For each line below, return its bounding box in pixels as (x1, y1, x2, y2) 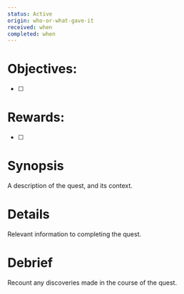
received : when (7, 23, 53, 31)
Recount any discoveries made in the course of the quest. (7, 278, 177, 287)
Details (7, 206, 50, 223)
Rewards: (7, 110, 65, 125)
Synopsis (7, 158, 64, 174)
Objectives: (7, 61, 77, 77)
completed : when (7, 30, 56, 38)
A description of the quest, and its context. (7, 182, 133, 190)
